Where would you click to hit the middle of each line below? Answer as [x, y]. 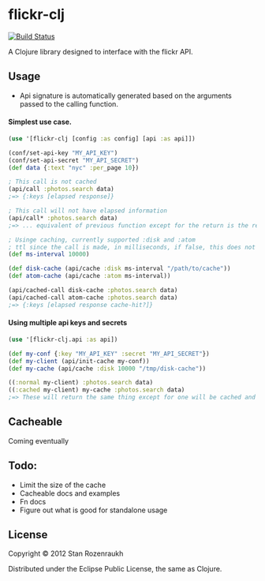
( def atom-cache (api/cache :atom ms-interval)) [90, 276]
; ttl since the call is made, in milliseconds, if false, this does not [132, 247]
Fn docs [33, 501]
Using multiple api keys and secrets [68, 323]
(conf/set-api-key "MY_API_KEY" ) [63, 153]
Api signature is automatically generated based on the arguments [126, 96]
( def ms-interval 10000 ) [49, 254]
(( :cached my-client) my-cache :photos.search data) [97, 390]
